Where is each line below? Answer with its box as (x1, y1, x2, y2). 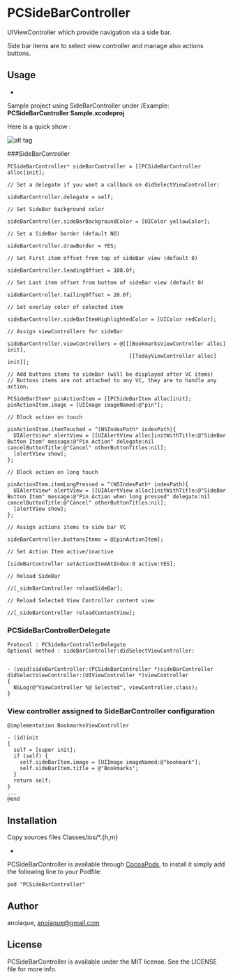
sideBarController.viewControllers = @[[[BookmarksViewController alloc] (7, 340, 227, 347)
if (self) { (13, 753, 49, 760)
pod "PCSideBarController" (7, 881, 86, 888)
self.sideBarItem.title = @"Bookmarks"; (20, 765, 139, 772)
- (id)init (7, 734, 39, 741)
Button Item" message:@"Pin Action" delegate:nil (7, 438, 155, 445)
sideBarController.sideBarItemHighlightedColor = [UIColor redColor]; (7, 316, 217, 323)
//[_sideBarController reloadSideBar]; (7, 585, 123, 592)
